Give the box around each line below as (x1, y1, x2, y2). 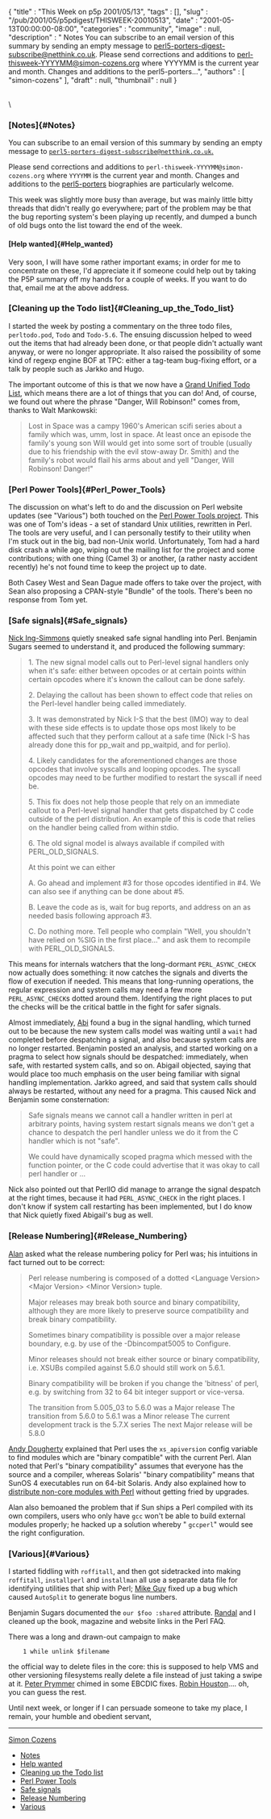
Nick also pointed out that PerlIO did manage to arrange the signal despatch (8, 1184, 261, 1194)
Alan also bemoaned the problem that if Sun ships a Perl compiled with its (8, 1502, 254, 1512)
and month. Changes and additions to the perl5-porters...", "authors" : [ (8, 67, 245, 76)
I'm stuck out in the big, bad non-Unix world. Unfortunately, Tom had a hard (8, 536, 260, 547)
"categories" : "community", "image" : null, (80, 24, 223, 33)
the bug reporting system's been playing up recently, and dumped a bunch (8, 212, 257, 222)
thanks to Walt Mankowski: (8, 405, 98, 414)
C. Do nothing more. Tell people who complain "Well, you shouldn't (27, 926, 252, 936)
